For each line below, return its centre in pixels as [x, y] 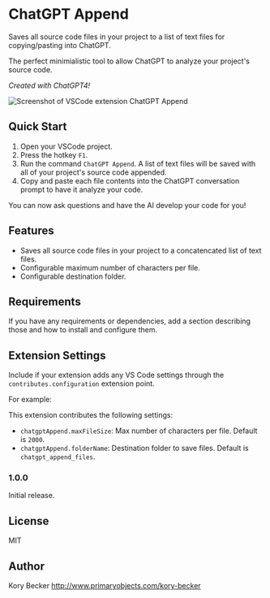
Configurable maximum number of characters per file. [110, 267]
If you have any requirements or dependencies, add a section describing [130, 321]
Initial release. [32, 496]
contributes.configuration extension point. [82, 383]
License [29, 521]
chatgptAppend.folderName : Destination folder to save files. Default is [134, 448]
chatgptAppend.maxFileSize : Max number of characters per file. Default [139, 431]
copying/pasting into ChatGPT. [60, 45]
